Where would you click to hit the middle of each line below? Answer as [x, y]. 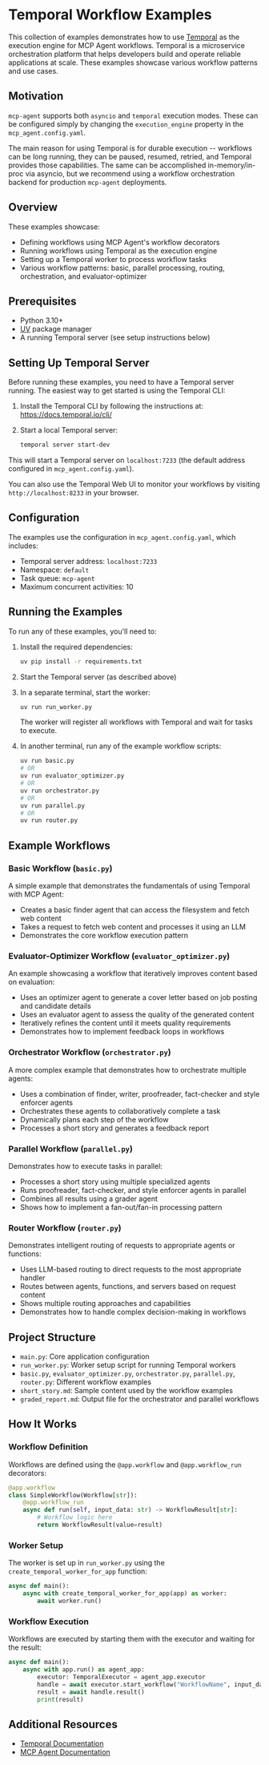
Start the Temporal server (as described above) [98, 677]
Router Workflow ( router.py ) [65, 1227]
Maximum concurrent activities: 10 [76, 586]
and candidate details [56, 1006]
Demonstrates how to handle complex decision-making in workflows [133, 1312]
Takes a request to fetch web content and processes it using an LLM [133, 927]
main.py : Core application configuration [84, 1356]
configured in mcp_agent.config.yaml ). [71, 469]
